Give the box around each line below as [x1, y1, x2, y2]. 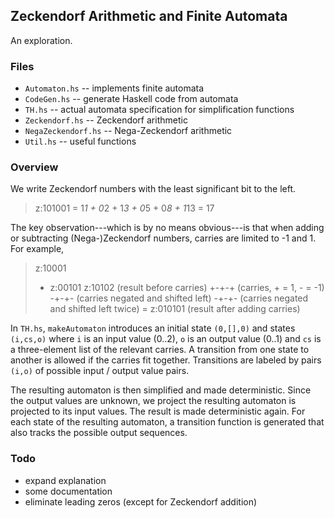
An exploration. [10, 34, 73, 46]
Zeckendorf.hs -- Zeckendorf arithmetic [24, 114, 188, 126]
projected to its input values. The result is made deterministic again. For [10, 405, 306, 418]
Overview [10, 160, 59, 174]
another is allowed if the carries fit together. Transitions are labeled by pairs [10, 354, 322, 366]
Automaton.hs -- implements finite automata [24, 82, 205, 94]
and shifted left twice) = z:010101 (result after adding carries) [49, 303, 301, 315]
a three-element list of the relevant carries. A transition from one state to [10, 344, 310, 356]
